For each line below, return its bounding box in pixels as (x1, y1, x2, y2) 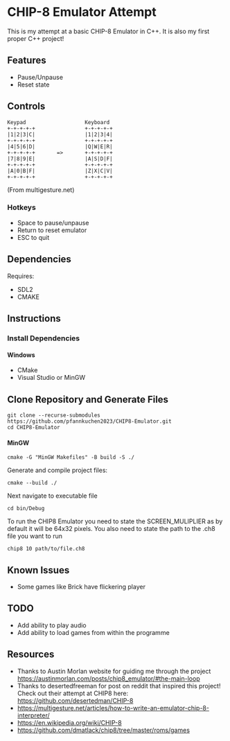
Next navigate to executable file (7, 491, 98, 500)
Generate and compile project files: (7, 466, 108, 475)
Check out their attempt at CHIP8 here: (17, 689, 129, 697)
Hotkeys (7, 202, 36, 212)
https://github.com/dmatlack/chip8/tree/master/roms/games (17, 726, 191, 734)
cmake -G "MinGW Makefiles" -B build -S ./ (7, 454, 135, 461)
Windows (7, 351, 35, 359)
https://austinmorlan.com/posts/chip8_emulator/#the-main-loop (17, 674, 200, 683)
